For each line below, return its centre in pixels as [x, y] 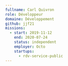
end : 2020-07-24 [31, 38]
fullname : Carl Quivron [30, 10]
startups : [24, 51]
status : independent [35, 42]
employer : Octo [30, 47]
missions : [15, 28]
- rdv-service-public [41, 56]
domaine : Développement [30, 19]
